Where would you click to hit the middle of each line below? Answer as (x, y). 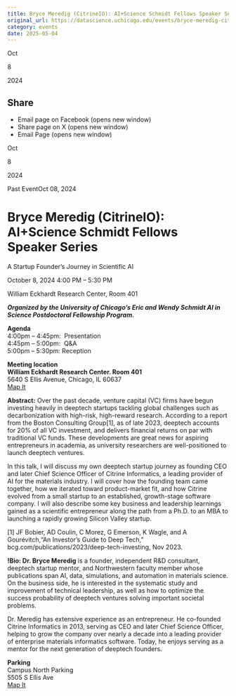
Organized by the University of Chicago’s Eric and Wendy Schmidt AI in (114, 307)
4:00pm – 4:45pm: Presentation (54, 336)
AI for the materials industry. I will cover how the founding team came (108, 481)
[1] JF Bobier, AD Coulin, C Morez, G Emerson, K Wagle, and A (97, 532)
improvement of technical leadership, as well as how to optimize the (106, 590)
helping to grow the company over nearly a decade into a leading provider (114, 634)
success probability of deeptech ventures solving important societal (106, 598)
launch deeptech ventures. (46, 453)
